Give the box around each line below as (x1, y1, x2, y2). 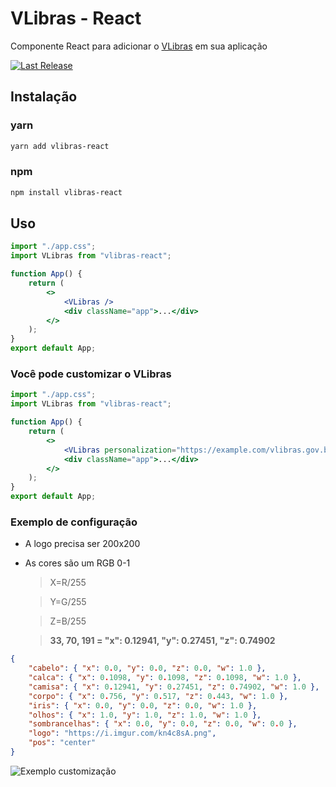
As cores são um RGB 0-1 (24, 557, 131, 569)
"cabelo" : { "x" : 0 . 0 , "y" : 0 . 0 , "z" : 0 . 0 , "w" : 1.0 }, (28, 663, 267, 674)
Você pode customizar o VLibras (10, 367, 172, 381)
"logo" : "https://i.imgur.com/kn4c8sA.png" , (28, 728, 217, 739)
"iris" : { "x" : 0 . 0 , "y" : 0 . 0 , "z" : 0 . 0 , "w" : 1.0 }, (28, 700, 258, 711)
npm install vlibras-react (10, 187, 123, 197)
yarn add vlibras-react (10, 141, 110, 151)
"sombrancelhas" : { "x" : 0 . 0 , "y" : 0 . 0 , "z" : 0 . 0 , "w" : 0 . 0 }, (28, 719, 298, 729)
